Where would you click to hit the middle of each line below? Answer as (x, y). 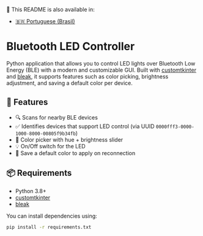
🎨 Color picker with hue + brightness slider (69, 139)
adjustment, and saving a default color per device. (70, 83)
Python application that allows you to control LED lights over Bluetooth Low (101, 63)
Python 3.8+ (31, 191)
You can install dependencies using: (52, 216)
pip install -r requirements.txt (49, 227)
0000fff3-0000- (175, 127)
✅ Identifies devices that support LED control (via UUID (85, 126)
